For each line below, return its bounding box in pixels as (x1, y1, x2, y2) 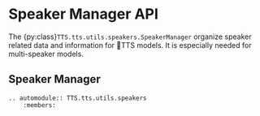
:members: (23, 101, 57, 110)
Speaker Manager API (8, 5, 158, 24)
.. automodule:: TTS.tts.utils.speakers (8, 94, 148, 102)
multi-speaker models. (8, 49, 84, 58)
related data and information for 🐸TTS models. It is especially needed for (8, 40, 252, 49)
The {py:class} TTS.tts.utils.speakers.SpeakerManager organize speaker (8, 32, 252, 41)
